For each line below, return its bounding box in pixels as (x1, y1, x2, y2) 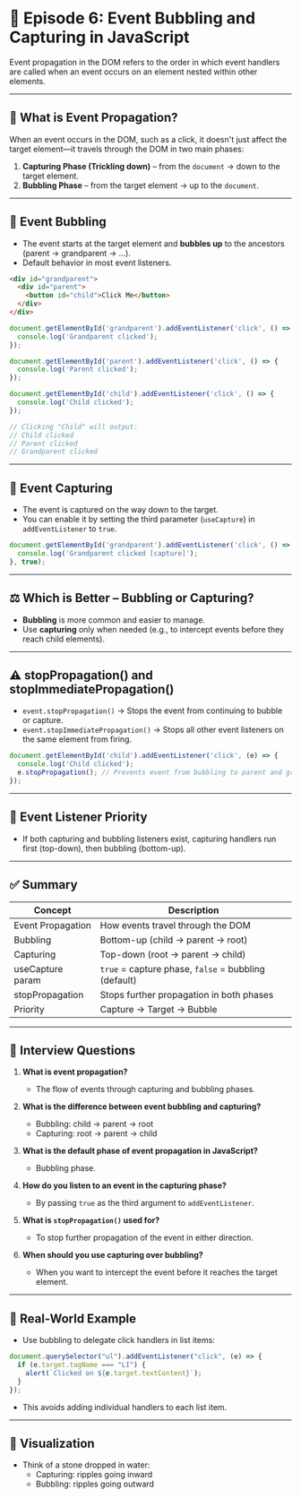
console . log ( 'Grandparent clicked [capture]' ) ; (17, 549, 199, 558)
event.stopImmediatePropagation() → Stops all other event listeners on (21, 725, 284, 736)
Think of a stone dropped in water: (21, 1459, 150, 1470)
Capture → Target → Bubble (99, 1003, 218, 1015)
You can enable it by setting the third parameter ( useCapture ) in (21, 514, 255, 525)
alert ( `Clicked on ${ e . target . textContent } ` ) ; (25, 1368, 202, 1378)
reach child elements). (21, 633, 106, 644)
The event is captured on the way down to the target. (21, 504, 219, 515)
